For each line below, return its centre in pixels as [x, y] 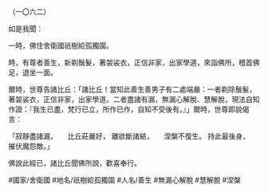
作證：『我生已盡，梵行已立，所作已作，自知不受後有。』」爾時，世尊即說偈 [129, 109]
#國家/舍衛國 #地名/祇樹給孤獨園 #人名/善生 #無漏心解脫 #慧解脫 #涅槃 [125, 180]
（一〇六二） [29, 12]
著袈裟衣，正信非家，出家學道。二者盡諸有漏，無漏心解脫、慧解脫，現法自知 [134, 99]
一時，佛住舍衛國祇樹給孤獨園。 [61, 45]
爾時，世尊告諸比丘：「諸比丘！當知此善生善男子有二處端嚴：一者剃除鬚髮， [132, 89]
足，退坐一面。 [33, 72]
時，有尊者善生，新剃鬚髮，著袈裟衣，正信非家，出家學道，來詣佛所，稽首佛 [134, 63]
